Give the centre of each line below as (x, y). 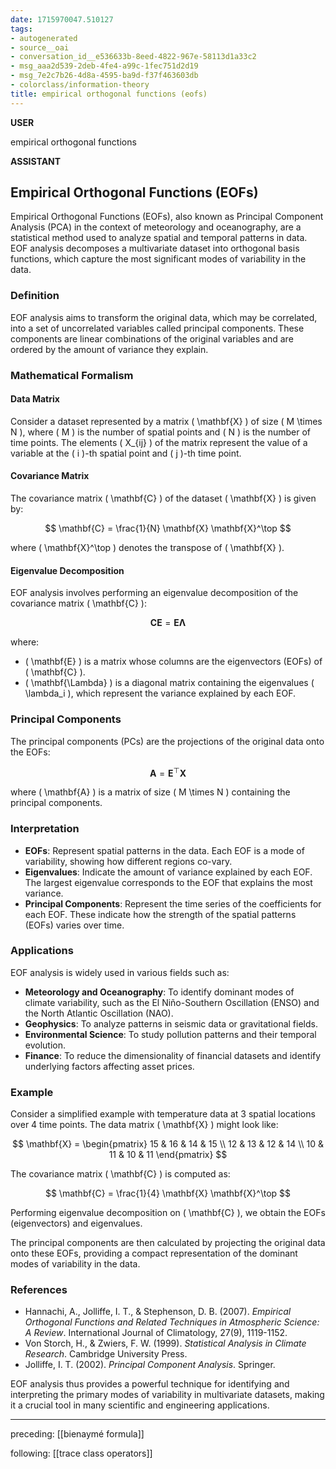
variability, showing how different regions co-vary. (128, 861)
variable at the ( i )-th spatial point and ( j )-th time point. (126, 453)
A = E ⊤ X (168, 772)
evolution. (45, 1045)
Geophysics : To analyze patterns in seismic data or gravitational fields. (171, 1023)
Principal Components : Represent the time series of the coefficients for (173, 903)
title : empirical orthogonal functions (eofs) (109, 94)
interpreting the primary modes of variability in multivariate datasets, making (167, 1395)
